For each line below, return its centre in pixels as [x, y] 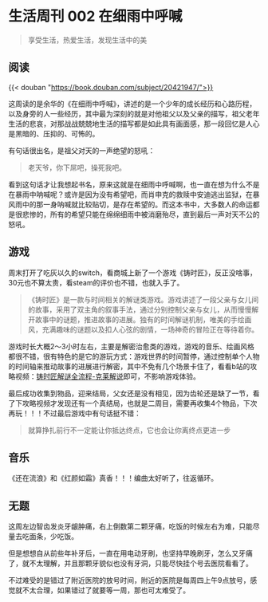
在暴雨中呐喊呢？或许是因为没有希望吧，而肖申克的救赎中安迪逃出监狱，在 [130, 194]
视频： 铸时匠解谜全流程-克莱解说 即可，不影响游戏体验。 [108, 376]
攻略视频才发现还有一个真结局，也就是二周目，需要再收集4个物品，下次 [140, 403]
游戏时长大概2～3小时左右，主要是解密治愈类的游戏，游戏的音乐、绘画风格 [132, 346]
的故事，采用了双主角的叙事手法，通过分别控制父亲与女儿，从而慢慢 [140, 309]
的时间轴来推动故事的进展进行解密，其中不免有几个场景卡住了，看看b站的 [129, 366]
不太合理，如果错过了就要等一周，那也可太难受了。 [106, 590]
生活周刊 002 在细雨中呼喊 [95, 16]
